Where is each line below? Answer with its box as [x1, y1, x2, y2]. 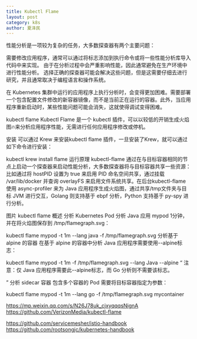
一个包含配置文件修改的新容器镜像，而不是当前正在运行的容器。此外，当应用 [6, 96, 191, 103]
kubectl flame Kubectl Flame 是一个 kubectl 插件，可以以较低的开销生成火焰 [6, 116, 189, 123]
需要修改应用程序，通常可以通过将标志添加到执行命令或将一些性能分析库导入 [6, 54, 191, 62]
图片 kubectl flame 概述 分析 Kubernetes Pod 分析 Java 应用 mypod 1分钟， [6, 212, 188, 219]
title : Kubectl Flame [6, 8, 59, 15]
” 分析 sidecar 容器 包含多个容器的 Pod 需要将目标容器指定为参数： [6, 279, 168, 286]
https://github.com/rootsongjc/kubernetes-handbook [6, 326, 135, 333]
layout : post [6, 14, 38, 20]
